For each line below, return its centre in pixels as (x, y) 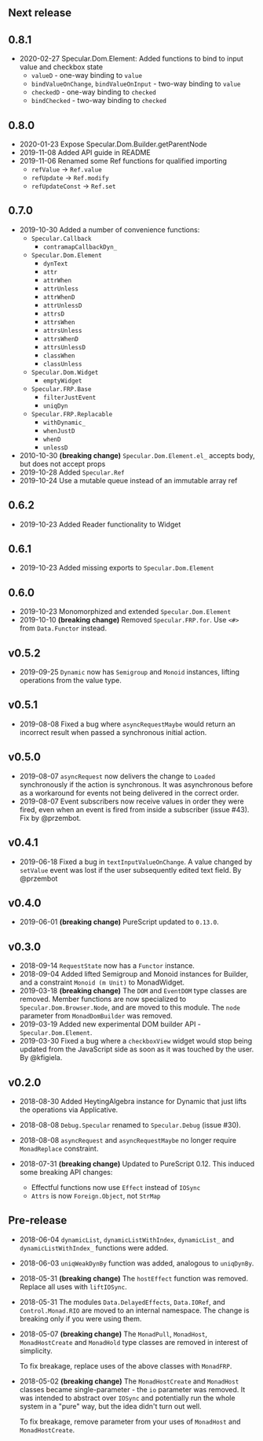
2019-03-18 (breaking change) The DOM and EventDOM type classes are (133, 991)
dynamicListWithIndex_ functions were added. (94, 1247)
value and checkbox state (61, 67)
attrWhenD (59, 297)
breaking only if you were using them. (80, 1318)
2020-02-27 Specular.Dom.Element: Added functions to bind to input (131, 59)
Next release (40, 13)
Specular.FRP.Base (61, 389)
